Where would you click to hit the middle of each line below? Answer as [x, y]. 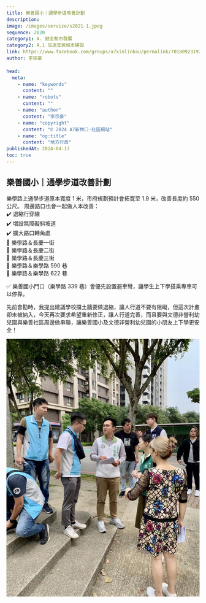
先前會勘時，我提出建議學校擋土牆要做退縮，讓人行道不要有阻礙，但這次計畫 [103, 307]
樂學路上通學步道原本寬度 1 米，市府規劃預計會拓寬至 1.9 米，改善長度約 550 [103, 198]
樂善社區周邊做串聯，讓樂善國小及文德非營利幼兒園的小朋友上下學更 [108, 322]
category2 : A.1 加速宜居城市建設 [45, 45]
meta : [19, 78]
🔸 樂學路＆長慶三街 [31, 258]
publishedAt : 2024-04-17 [38, 149]
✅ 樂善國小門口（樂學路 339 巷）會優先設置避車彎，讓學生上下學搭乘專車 [99, 286]
